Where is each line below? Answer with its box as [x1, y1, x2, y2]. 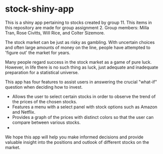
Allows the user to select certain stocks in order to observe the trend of [12, 94, 156, 99]
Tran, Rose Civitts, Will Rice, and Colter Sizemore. [5, 30, 105, 36]
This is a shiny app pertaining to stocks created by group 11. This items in [5, 19, 152, 25]
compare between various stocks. [12, 119, 81, 125]
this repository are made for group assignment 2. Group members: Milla [5, 24, 149, 30]
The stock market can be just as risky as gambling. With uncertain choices [5, 39, 155, 45]
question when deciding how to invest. [5, 84, 83, 90]
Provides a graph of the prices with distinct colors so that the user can [12, 114, 154, 120]
